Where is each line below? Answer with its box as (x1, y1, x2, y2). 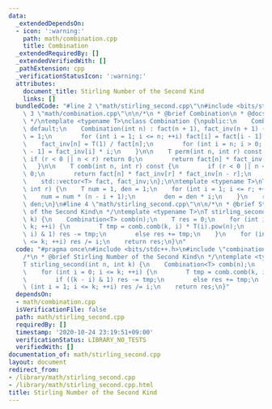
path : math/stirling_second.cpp (15, 313, 125, 321)
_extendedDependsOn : (15, 19, 85, 28)
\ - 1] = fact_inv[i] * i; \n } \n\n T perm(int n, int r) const (23, 147, 263, 156)
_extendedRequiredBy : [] (15, 49, 100, 58)
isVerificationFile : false (15, 305, 107, 313)
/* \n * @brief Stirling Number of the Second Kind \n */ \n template (23, 253, 252, 261)
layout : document (8, 358, 67, 367)
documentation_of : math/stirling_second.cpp (8, 351, 161, 359)
